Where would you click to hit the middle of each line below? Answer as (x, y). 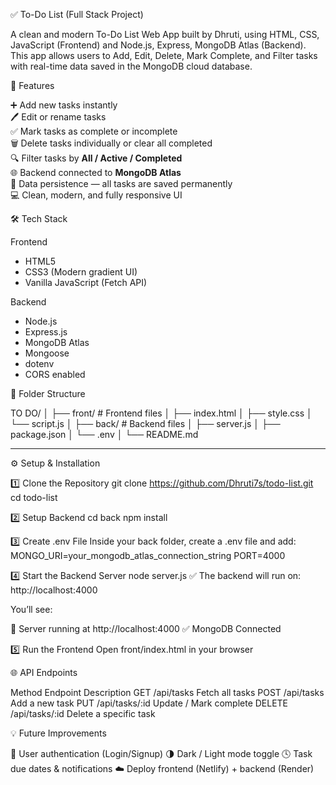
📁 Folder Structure (48, 393)
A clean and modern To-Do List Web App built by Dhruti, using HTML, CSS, (165, 34)
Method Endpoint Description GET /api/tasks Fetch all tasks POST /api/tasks (167, 692)
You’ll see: (31, 609)
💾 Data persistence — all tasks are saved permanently (121, 183)
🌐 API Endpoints (44, 672)
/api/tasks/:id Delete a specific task (83, 713)
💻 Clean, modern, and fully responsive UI (96, 195)
